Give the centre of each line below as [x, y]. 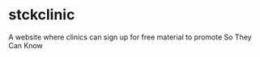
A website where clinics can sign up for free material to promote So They [130, 37]
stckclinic [42, 15]
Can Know [26, 45]
